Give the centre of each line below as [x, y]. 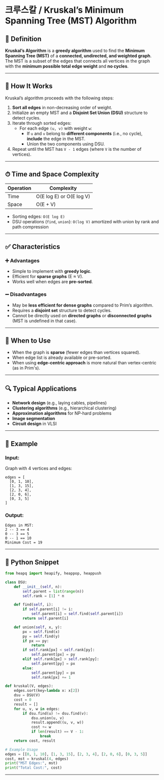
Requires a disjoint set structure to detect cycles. [62, 310]
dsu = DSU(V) [27, 695]
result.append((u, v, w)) [57, 723]
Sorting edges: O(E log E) [38, 216]
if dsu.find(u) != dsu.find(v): [56, 713]
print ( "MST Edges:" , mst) [31, 763]
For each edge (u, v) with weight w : [56, 128]
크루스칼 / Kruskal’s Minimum [64, 10]
